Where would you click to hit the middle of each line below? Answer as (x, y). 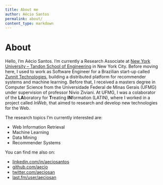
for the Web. (18, 108)
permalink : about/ (24, 19)
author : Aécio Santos (27, 14)
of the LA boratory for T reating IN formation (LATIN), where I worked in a (78, 98)
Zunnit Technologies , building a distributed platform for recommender (76, 77)
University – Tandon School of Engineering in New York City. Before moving (81, 66)
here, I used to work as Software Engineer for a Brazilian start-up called (77, 72)
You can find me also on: (30, 152)
